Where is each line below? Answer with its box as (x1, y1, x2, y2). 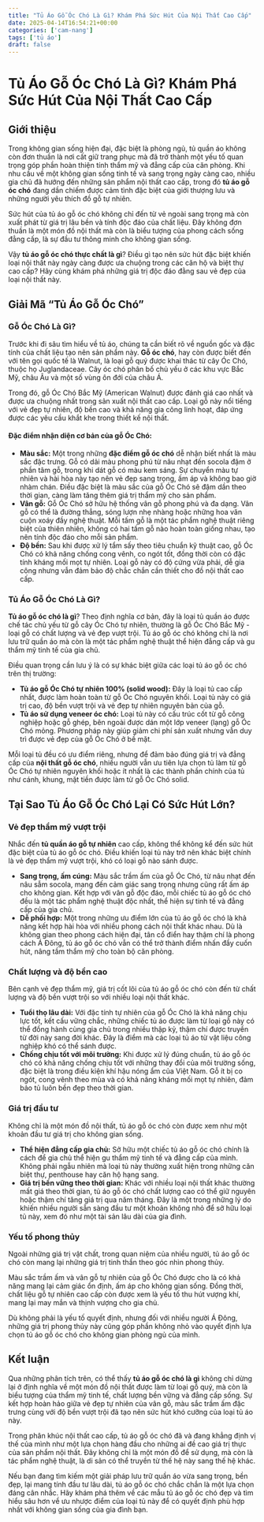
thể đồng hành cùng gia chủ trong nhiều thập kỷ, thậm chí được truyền (19, 1025, 249, 1034)
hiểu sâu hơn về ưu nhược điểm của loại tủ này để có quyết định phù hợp (8, 1496, 245, 1505)
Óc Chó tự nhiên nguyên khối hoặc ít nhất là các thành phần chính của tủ (8, 766, 245, 776)
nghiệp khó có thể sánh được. (19, 1041, 117, 1051)
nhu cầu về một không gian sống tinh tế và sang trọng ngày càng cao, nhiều (8, 169, 255, 178)
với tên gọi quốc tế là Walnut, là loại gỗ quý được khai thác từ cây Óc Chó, (8, 355, 248, 365)
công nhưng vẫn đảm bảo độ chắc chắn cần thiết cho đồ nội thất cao (19, 566, 244, 575)
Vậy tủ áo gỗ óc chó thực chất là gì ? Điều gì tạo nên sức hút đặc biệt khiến (8, 250, 251, 259)
